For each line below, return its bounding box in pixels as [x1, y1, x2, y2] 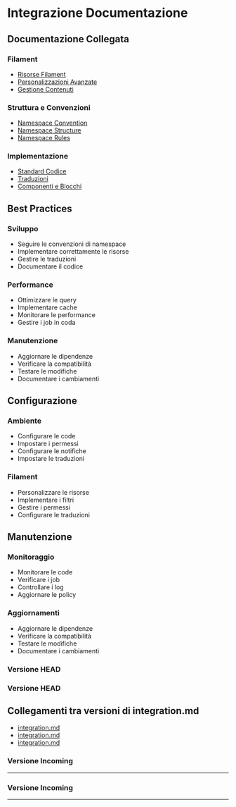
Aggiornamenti [7, 608, 60, 618]
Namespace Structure [17, 126, 81, 135]
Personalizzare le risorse [17, 488, 90, 496]
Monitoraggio [7, 552, 55, 562]
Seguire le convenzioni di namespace [17, 240, 126, 248]
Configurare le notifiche [17, 447, 86, 455]
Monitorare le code [17, 568, 73, 577]
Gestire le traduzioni [17, 255, 77, 264]
